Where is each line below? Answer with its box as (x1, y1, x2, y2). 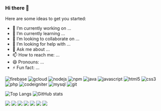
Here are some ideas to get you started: (5, 16, 87, 22)
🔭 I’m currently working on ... (12, 25, 71, 31)
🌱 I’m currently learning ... (12, 31, 65, 37)
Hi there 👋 (5, 4, 30, 11)
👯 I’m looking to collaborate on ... (12, 36, 80, 42)
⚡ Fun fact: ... (12, 64, 40, 71)
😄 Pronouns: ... (12, 59, 45, 65)
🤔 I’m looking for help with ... (12, 41, 71, 47)
